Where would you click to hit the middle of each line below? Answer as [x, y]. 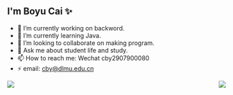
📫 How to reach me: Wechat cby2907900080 [83, 58]
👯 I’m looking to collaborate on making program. [86, 43]
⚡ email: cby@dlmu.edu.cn [55, 68]
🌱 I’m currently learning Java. [59, 35]
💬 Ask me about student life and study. [72, 50]
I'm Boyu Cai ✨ [40, 11]
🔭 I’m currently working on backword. [71, 28]
